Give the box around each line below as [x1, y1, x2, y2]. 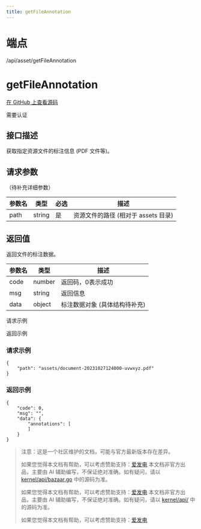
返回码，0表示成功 [61, 277, 113, 286]
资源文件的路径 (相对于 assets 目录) [73, 211, 174, 220]
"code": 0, [17, 405, 44, 411]
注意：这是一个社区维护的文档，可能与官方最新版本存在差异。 [20, 448, 174, 455]
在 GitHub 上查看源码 [6, 98, 58, 106]
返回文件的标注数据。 [6, 250, 59, 258]
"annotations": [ [28, 421, 71, 427]
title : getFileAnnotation [6, 8, 71, 15]
